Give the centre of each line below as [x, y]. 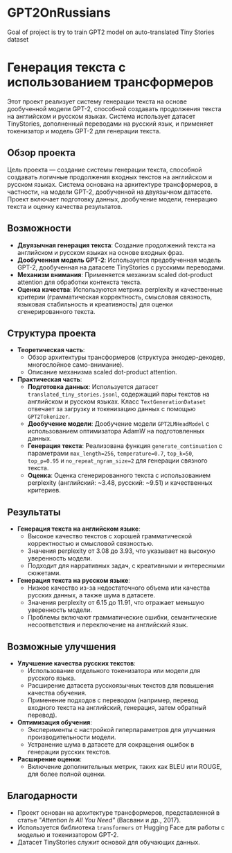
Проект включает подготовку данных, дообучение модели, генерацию [113, 199]
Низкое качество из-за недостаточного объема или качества [119, 588]
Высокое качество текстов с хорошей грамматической [110, 536]
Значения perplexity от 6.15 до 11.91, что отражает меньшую [116, 603]
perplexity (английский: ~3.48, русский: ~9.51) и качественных [120, 483]
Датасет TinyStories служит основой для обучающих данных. [109, 842]
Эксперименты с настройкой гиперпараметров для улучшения [122, 729]
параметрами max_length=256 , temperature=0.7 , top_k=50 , [110, 454]
